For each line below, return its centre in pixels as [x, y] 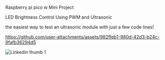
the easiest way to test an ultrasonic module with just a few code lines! [80, 27]
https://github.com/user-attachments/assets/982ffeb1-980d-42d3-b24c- [82, 37]
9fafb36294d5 [21, 42]
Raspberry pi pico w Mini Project [40, 7]
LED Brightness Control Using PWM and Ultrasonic [59, 17]
